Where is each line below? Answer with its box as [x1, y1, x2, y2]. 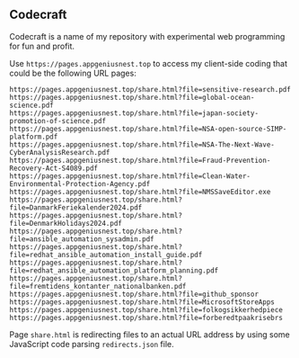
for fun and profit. [9, 40, 75, 51]
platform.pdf [9, 132, 58, 141]
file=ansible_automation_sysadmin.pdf [9, 234, 154, 244]
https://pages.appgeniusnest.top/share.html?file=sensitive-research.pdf [9, 85, 292, 94]
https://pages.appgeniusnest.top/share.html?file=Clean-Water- [9, 171, 251, 181]
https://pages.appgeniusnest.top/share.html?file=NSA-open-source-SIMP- [9, 124, 287, 133]
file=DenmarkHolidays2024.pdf [9, 219, 123, 228]
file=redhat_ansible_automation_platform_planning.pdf [9, 265, 219, 275]
